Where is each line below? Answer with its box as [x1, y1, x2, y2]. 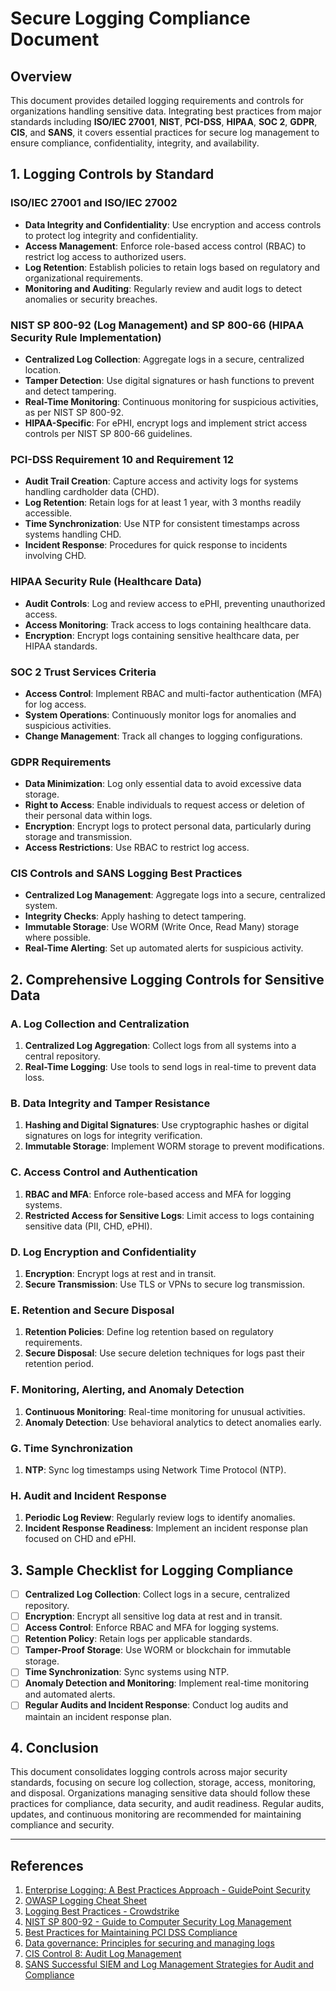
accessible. [24, 507, 73, 519]
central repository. [24, 1050, 101, 1062]
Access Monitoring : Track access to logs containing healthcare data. [24, 618, 312, 631]
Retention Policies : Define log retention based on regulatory [24, 1326, 274, 1338]
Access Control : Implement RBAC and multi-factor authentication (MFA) [24, 687, 323, 699]
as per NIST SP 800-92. [24, 406, 125, 418]
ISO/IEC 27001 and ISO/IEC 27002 [10, 196, 178, 210]
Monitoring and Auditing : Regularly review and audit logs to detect [24, 282, 303, 294]
